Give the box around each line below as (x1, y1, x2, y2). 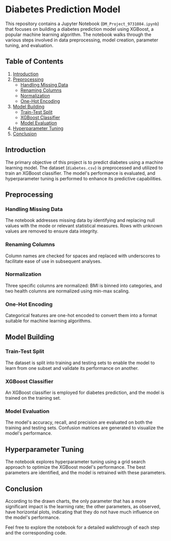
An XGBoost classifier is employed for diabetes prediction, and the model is (5, 389, 165, 396)
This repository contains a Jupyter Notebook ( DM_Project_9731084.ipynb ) (5, 20, 160, 27)
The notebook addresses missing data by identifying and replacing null (5, 217, 155, 223)
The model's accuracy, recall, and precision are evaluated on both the (5, 419, 153, 426)
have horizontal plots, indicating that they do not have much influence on (5, 509, 159, 515)
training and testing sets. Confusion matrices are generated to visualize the (5, 425, 164, 431)
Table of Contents (5, 57, 64, 66)
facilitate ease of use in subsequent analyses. (5, 258, 102, 264)
